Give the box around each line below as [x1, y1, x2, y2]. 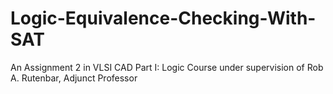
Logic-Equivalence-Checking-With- [10, 7, 317, 30]
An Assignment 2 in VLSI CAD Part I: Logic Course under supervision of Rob [10, 61, 324, 73]
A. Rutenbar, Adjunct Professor [10, 72, 138, 84]
